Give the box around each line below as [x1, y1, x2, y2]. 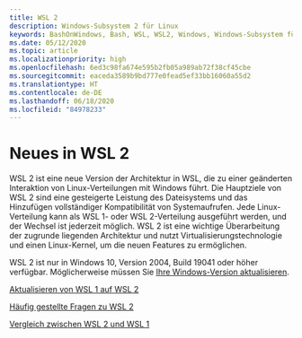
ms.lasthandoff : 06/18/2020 [9, 96, 115, 106]
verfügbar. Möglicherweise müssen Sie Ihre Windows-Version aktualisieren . [9, 266, 290, 278]
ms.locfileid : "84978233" [9, 105, 106, 114]
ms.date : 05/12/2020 [9, 38, 87, 48]
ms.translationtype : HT [9, 80, 99, 89]
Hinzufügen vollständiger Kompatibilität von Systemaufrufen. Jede [9, 202, 256, 212]
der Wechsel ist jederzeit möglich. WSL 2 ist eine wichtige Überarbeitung [9, 221, 280, 231]
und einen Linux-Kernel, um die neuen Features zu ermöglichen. [9, 239, 247, 251]
